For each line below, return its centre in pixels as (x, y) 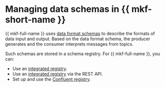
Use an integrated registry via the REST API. (58, 74)
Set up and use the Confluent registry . (52, 79)
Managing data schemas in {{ (67, 9)
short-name (30, 20)
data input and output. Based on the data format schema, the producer (78, 39)
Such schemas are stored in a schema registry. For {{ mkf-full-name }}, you (83, 54)
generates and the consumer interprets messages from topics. (69, 44)
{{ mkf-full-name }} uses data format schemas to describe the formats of (80, 33)
